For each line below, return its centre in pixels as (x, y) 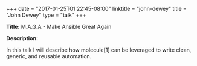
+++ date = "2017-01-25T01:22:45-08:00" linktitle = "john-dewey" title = (97, 9)
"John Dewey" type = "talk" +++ (46, 15)
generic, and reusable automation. (49, 56)
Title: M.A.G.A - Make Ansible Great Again (59, 27)
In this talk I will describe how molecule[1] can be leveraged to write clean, (99, 50)
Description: (22, 38)
